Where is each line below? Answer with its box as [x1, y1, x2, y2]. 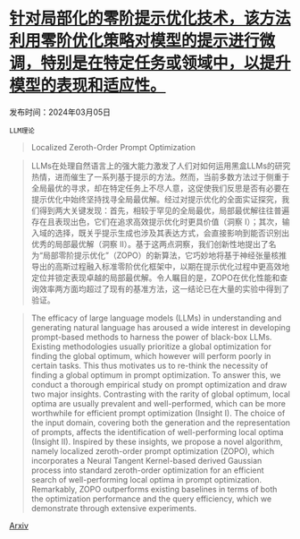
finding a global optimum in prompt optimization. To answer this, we [30, 369, 281, 381]
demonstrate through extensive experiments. [30, 502, 197, 513]
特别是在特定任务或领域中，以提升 [40, 53, 292, 73]
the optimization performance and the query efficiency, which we [30, 493, 272, 504]
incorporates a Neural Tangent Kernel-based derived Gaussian [30, 455, 262, 466]
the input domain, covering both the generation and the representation [30, 417, 291, 428]
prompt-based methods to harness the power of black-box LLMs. [30, 331, 272, 342]
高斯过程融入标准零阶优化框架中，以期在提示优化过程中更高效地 [54, 261, 290, 271]
